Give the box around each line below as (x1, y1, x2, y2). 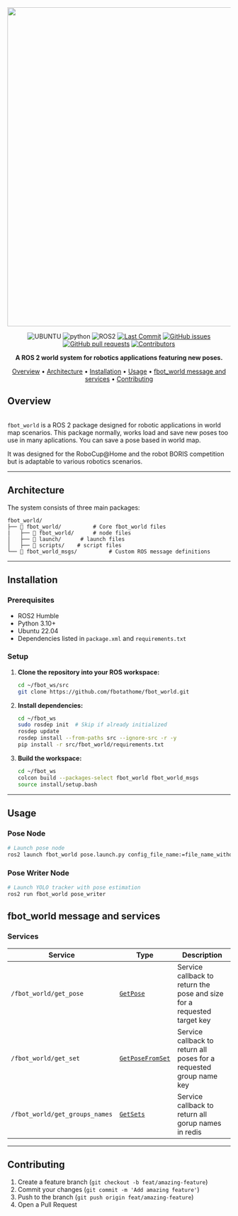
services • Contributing (84, 375, 154, 383)
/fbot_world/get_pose (11, 990, 84, 997)
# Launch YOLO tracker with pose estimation (7, 884, 141, 892)
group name (176, 1071, 218, 1081)
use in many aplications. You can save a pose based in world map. (7, 436, 201, 444)
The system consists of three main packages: (7, 503, 140, 512)
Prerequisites (7, 596, 55, 606)
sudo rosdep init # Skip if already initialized (17, 721, 168, 728)
